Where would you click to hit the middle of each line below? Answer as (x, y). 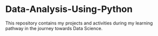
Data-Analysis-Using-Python (69, 9)
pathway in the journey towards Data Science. (54, 28)
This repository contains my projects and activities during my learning (79, 23)
